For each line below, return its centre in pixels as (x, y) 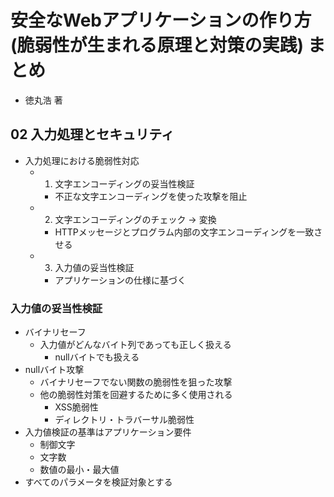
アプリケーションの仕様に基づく (120, 280)
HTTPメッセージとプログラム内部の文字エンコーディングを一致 (184, 232)
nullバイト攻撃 (54, 370)
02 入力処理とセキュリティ (92, 134)
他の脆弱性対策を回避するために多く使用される (136, 395)
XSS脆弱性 (76, 407)
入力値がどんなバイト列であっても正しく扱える (135, 345)
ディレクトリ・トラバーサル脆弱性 (124, 420)
